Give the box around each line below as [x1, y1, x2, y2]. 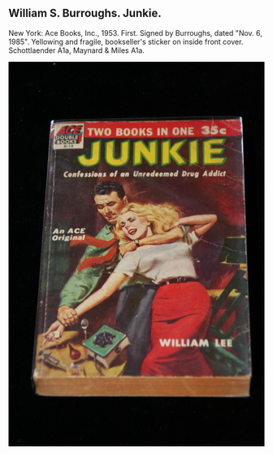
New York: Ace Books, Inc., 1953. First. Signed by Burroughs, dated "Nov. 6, [8, 28, 262, 37]
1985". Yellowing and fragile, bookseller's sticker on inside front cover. [8, 37, 244, 46]
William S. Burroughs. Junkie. [8, 7, 162, 20]
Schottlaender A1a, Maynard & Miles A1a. [8, 45, 145, 55]
